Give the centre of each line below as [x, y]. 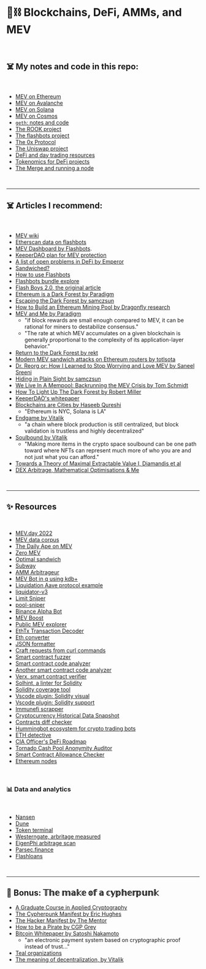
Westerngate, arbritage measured [58, 836]
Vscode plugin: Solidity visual [52, 696]
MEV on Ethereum [38, 96]
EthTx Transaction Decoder [49, 631]
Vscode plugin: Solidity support [55, 702]
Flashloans [29, 856]
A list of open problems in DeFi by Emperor [70, 261]
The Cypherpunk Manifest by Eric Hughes [68, 914]
